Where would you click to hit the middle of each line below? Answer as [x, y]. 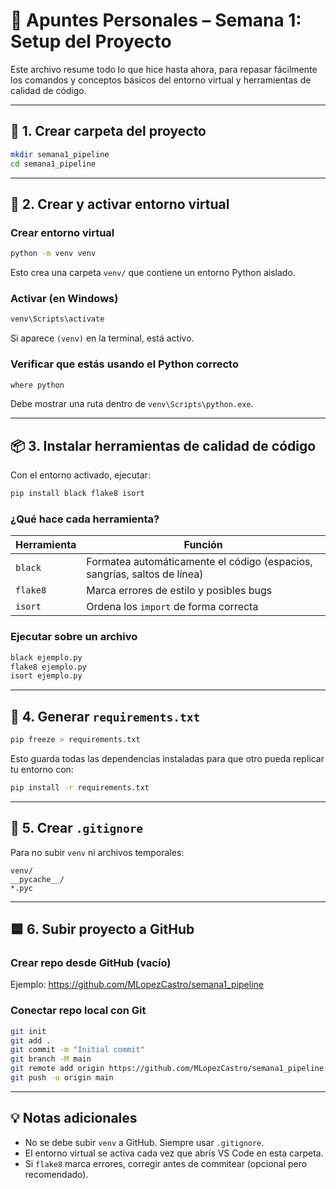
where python [37, 385]
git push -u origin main [62, 1078]
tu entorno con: [42, 769]
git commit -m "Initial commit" [77, 1050]
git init [28, 1031]
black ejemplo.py [46, 657]
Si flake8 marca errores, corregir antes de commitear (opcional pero [166, 1163]
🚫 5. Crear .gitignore [77, 828]
